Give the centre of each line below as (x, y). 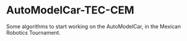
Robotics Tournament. (33, 32)
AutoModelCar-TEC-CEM (70, 10)
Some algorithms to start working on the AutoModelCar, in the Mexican (93, 26)
